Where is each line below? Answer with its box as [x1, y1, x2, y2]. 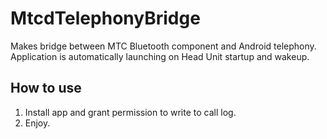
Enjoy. [24, 117, 51, 129]
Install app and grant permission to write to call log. [24, 106, 237, 118]
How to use [10, 80, 82, 97]
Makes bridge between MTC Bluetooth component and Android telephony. [10, 40, 317, 52]
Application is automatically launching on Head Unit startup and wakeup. [10, 50, 310, 62]
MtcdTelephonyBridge [10, 7, 201, 30]
